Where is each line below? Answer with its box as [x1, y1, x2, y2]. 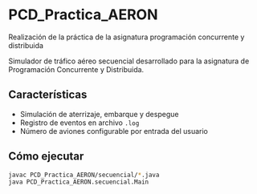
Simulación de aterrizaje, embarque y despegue [19, 109, 179, 119]
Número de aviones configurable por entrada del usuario [19, 126, 209, 135]
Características [8, 88, 88, 102]
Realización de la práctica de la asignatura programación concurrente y [8, 32, 245, 42]
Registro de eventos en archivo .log [19, 118, 140, 127]
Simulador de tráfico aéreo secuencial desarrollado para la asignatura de [8, 56, 250, 66]
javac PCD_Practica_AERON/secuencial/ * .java [8, 171, 160, 179]
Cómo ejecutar [8, 150, 84, 164]
